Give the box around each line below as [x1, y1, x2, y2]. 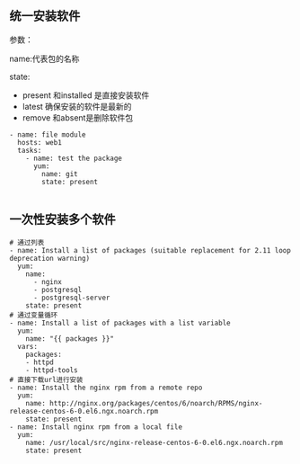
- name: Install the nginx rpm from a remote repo [9, 383, 203, 392]
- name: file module [9, 129, 87, 139]
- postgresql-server [32, 293, 110, 302]
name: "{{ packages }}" [25, 334, 115, 344]
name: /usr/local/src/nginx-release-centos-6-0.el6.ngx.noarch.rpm [25, 438, 283, 447]
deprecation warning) [9, 254, 91, 263]
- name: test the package [25, 154, 123, 163]
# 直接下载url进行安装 [9, 375, 84, 384]
